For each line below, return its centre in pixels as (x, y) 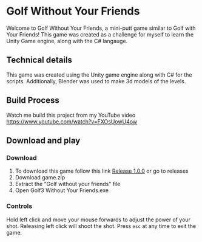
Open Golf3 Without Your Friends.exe (62, 190)
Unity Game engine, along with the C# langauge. (67, 41)
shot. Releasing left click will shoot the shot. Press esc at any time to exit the (101, 226)
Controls (19, 206)
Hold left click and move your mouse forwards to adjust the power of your (99, 220)
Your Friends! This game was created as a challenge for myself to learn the (100, 34)
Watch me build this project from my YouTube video (71, 115)
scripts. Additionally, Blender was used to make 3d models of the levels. (96, 81)
